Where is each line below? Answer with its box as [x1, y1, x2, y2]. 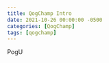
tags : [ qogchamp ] [7, 29, 57, 36]
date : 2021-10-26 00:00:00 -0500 [7, 16, 103, 23]
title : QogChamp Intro [7, 10, 72, 17]
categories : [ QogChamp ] [7, 23, 75, 29]
